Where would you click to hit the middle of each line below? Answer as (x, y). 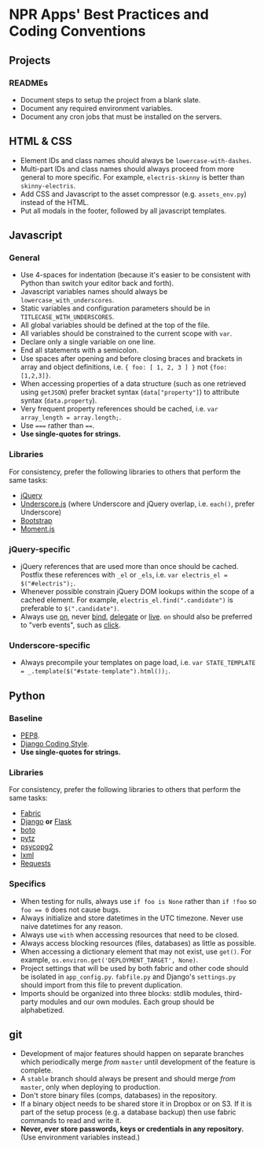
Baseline (26, 718)
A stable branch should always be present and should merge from (128, 1079)
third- (233, 993)
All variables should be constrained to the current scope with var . (126, 333)
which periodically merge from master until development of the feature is (138, 1062)
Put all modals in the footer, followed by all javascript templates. (123, 210)
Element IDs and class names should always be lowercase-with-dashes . (136, 160)
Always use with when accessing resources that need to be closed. (130, 935)
